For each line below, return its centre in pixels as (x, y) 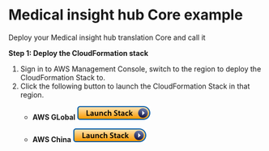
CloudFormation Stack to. (62, 77)
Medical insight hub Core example (126, 15)
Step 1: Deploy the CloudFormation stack (78, 53)
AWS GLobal (53, 117)
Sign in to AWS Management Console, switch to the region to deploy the (141, 69)
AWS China (51, 139)
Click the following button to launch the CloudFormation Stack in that (135, 86)
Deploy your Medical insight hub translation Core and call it (107, 37)
